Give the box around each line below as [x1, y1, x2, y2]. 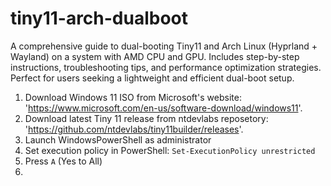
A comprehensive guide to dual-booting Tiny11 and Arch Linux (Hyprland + [10, 40, 318, 52]
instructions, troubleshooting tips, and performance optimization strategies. [10, 61, 322, 73]
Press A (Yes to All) [24, 155, 103, 167]
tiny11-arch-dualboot [10, 7, 189, 30]
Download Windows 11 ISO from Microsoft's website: [24, 91, 242, 103]
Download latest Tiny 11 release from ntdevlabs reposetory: [24, 112, 269, 124]
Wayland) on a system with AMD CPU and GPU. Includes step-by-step [10, 50, 300, 62]
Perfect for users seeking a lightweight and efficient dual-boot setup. [10, 72, 295, 84]
